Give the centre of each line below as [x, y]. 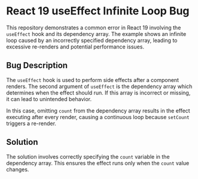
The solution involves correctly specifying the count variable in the [88, 156]
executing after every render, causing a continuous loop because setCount [98, 117]
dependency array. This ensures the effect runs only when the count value [98, 163]
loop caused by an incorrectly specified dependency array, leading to [92, 40]
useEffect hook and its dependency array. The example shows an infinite [96, 34]
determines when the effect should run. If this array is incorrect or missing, [98, 92]
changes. [18, 169]
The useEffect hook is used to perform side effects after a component [93, 80]
